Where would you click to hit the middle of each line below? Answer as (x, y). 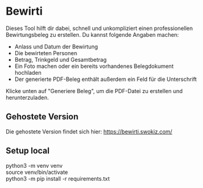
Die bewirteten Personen (46, 53)
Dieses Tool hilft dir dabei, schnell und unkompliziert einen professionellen (99, 28)
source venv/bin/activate (37, 172)
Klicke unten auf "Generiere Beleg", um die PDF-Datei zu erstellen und (94, 91)
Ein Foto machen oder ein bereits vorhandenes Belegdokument (94, 66)
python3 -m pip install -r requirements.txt (58, 178)
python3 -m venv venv (34, 165)
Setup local (28, 151)
